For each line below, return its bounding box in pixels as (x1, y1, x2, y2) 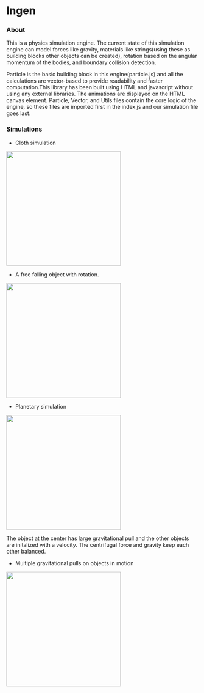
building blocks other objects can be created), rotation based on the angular (6, 53, 198, 60)
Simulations (6, 125, 43, 133)
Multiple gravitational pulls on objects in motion (15, 559, 134, 566)
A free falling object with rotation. (15, 270, 99, 278)
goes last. (6, 109, 31, 117)
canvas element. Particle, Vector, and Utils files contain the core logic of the (6, 97, 197, 104)
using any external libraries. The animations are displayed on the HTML (6, 90, 185, 98)
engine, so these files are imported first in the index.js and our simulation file (6, 103, 199, 111)
